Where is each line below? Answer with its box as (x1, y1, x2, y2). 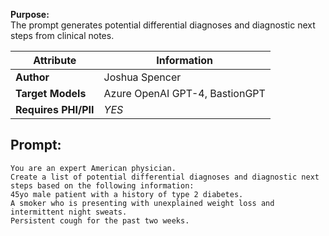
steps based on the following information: (10, 180, 195, 191)
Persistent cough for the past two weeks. (10, 215, 190, 226)
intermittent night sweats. (10, 207, 128, 217)
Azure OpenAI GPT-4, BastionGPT (103, 87, 266, 100)
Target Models (15, 87, 87, 100)
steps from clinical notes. (10, 30, 115, 41)
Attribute (33, 54, 77, 67)
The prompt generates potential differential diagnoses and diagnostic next (10, 19, 316, 31)
